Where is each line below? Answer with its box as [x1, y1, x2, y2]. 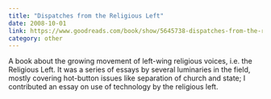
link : [8, 27, 27, 35]
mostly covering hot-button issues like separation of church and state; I [8, 73, 246, 83]
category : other [8, 34, 63, 43]
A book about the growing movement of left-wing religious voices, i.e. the [8, 56, 252, 66]
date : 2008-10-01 [8, 19, 67, 27]
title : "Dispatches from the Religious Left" [8, 11, 164, 20]
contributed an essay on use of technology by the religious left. [8, 82, 219, 92]
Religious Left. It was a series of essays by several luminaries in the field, [8, 65, 251, 75]
